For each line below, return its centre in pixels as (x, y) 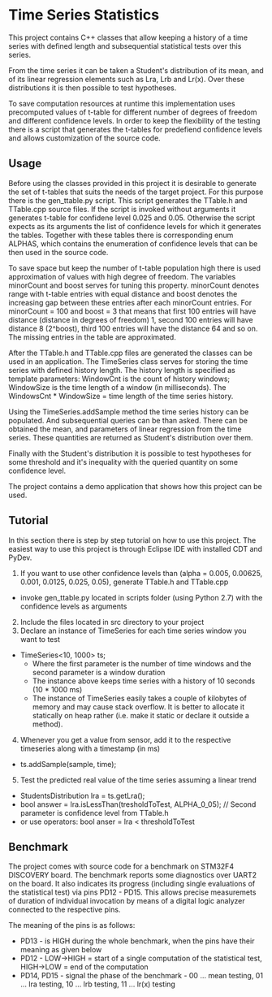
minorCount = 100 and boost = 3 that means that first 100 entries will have (132, 311)
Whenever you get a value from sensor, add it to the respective (125, 739)
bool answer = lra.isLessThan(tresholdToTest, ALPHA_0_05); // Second (138, 804)
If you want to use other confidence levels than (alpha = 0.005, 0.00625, (141, 573)
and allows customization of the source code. (84, 138)
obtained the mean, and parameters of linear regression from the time (125, 429)
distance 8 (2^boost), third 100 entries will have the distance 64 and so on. (133, 328)
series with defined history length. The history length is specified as (122, 370)
